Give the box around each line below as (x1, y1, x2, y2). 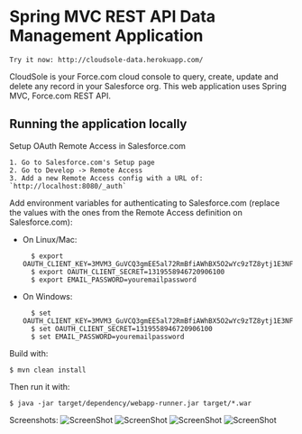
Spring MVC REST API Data (9, 6, 216, 27)
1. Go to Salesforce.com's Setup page (9, 158, 155, 167)
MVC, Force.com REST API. (9, 90, 111, 101)
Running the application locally (9, 116, 188, 132)
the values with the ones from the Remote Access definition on (9, 207, 243, 217)
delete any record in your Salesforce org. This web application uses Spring (9, 80, 287, 91)
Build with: (9, 347, 49, 358)
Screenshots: (9, 414, 59, 425)
